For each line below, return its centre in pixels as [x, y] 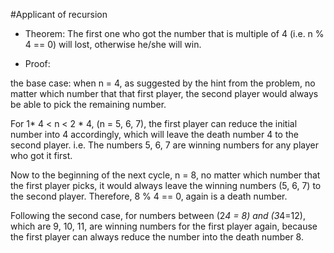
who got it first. [41, 155]
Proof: [37, 63]
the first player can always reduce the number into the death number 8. [157, 237]
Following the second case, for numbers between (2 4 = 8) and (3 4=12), [158, 215]
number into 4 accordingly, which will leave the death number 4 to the [154, 134]
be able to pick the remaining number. [88, 104]
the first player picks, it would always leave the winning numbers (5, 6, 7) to [166, 185]
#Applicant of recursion [59, 14]
